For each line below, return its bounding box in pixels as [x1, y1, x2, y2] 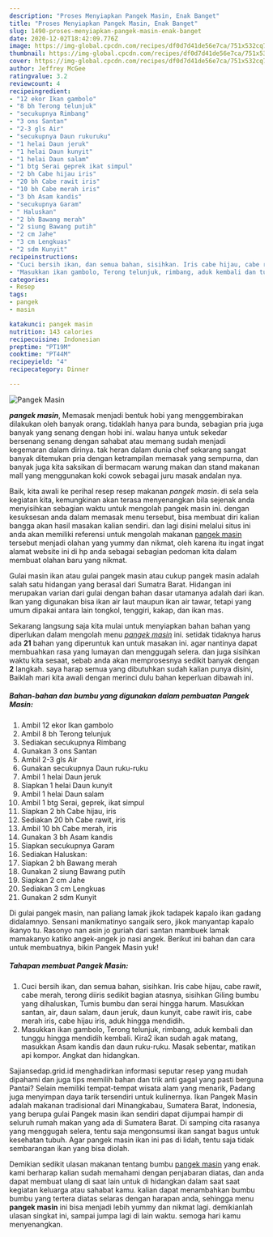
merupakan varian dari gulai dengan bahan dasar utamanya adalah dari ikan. [9, 588, 265, 598]
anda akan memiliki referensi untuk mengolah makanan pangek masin [9, 529, 242, 539]
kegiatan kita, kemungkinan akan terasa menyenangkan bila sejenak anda [9, 495, 255, 505]
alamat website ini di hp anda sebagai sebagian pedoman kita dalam [9, 546, 237, 556]
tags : [9, 291, 28, 299]
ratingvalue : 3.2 [9, 72, 68, 80]
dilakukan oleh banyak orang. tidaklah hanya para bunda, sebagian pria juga [9, 419, 264, 429]
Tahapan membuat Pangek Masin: [9, 961, 129, 970]
